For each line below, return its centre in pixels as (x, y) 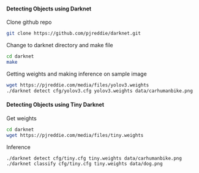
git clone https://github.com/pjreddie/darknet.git (73, 34)
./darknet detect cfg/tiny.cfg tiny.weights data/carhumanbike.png (94, 158)
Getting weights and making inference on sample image (77, 74)
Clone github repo (29, 22)
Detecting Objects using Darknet (49, 9)
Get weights (21, 118)
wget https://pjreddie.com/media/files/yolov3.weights (78, 85)
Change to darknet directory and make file (60, 45)
